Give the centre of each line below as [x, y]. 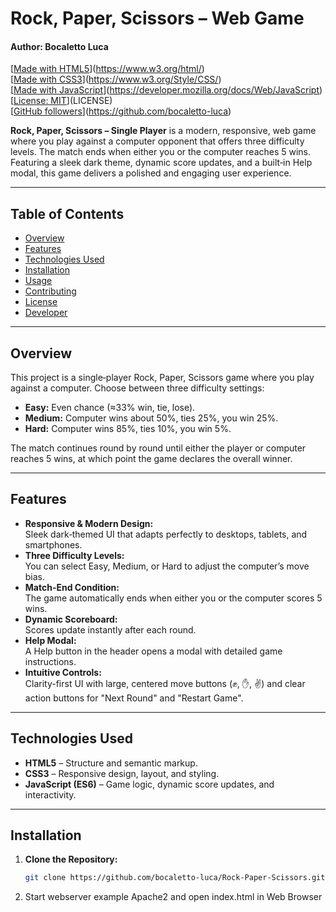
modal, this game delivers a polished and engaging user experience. [151, 173]
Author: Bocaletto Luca [59, 46]
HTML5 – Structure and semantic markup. [111, 763]
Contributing [50, 291]
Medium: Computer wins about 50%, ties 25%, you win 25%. [151, 418]
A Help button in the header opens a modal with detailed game [153, 651]
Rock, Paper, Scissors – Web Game [157, 18]
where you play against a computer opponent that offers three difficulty [157, 141]
